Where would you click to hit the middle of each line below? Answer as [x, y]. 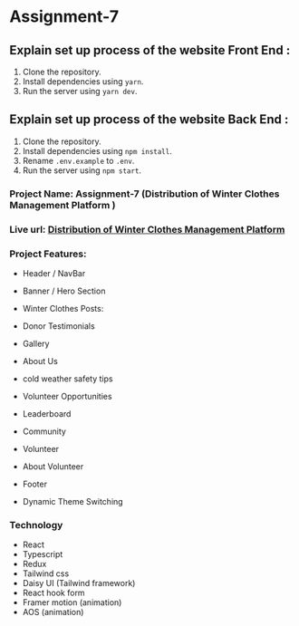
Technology [36, 525]
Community [44, 431]
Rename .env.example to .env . [78, 160]
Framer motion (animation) [72, 602]
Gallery [36, 343]
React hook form [53, 593]
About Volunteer [53, 466]
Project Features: [48, 254]
